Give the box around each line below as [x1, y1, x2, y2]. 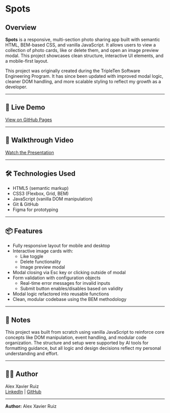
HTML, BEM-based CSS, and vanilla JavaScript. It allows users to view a [5, 42, 156, 48]
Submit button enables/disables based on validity [20, 286, 123, 292]
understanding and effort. [5, 350, 59, 356]
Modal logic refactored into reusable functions [12, 291, 109, 297]
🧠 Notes [5, 316, 31, 324]
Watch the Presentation [5, 149, 54, 156]
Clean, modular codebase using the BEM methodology [12, 296, 126, 302]
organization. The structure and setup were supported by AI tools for [5, 340, 149, 346]
